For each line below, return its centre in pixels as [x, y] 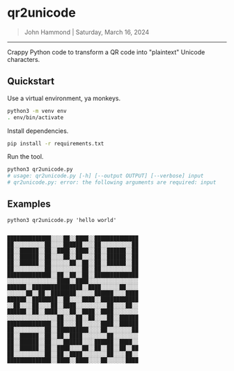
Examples [29, 204]
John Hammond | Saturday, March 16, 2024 [87, 32]
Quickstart [31, 81]
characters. [24, 59]
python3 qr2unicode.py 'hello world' [62, 220]
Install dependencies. [38, 131]
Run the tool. [25, 157]
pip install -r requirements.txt [56, 143]
